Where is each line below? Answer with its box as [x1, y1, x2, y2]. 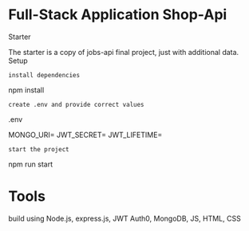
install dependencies [8, 71, 81, 79]
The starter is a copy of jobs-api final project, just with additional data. [8, 47, 239, 57]
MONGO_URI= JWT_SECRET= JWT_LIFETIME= [8, 130, 163, 139]
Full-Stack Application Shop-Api [8, 6, 227, 24]
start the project [8, 145, 69, 153]
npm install [8, 85, 45, 95]
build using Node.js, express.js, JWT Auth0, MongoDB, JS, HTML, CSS [8, 213, 241, 223]
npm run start [8, 159, 53, 169]
